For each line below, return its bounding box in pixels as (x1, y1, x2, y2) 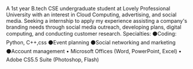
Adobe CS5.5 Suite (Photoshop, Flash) (6, 56, 99, 63)
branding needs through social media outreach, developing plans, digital (6, 23, 181, 30)
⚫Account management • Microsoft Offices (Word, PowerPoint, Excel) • (6, 48, 182, 54)
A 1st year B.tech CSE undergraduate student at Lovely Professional (6, 5, 171, 12)
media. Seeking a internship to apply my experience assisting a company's (6, 18, 187, 24)
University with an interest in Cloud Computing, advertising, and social (6, 11, 177, 18)
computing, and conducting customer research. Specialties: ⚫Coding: (6, 30, 177, 37)
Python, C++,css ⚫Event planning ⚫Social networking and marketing (6, 39, 176, 46)
